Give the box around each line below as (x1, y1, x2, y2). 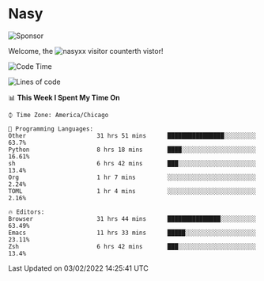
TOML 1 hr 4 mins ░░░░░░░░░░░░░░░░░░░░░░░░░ (8, 187, 257, 195)
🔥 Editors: (8, 207, 45, 216)
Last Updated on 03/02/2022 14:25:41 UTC (8, 263, 149, 273)
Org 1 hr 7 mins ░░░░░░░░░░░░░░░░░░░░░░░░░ (8, 173, 257, 181)
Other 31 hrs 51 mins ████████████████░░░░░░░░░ (8, 131, 257, 139)
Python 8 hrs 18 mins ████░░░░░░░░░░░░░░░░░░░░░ (8, 146, 257, 154)
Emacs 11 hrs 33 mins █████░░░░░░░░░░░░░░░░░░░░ (8, 229, 257, 237)
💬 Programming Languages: (8, 124, 93, 133)
